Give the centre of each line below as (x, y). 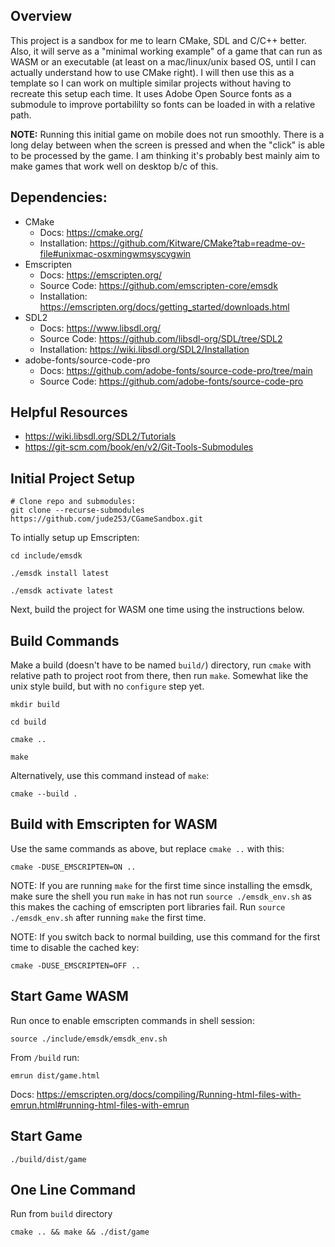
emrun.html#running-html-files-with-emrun (100, 1105)
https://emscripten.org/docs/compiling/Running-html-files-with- (169, 1094)
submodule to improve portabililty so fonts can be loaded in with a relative (163, 104)
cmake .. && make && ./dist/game (80, 1232)
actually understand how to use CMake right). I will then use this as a (152, 72)
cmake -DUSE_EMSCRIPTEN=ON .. (73, 867)
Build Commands (65, 640)
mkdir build (35, 705)
